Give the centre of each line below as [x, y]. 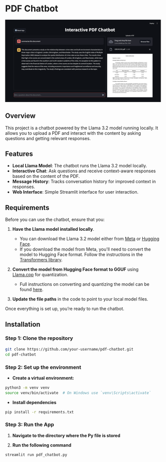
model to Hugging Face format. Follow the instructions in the [81, 255]
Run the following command [42, 445]
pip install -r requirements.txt [40, 412]
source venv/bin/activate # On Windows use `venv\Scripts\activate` [78, 393]
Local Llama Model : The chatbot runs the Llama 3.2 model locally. [80, 166]
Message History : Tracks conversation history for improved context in [84, 182]
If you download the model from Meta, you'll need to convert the [85, 249]
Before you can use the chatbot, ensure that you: [55, 220]
